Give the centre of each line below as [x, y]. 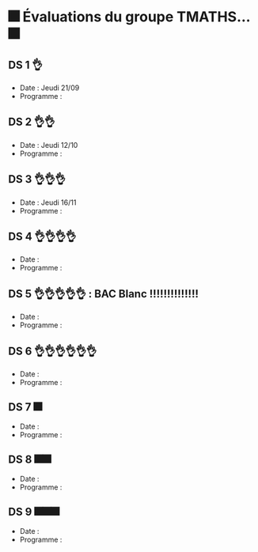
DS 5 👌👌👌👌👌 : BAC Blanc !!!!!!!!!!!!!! [104, 294]
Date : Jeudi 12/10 [49, 145]
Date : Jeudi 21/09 [49, 88]
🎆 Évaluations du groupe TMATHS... [129, 17]
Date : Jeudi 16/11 [48, 202]
